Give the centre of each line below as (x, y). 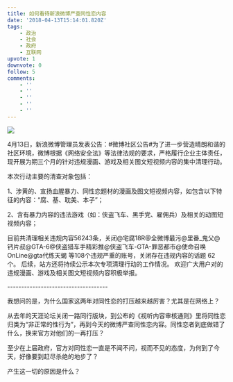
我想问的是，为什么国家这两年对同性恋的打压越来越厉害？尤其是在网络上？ (113, 301)
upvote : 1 (21, 59)
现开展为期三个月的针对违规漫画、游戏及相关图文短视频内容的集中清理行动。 (116, 161)
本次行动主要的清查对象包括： (50, 176)
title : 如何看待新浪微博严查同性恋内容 (57, 14)
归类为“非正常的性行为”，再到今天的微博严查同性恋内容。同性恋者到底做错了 (116, 324)
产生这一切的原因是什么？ (44, 371)
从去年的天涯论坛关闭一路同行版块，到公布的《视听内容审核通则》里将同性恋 (116, 315)
